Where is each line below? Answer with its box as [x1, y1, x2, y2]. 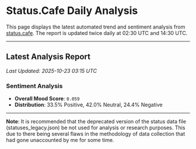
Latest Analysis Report [6, 52, 90, 62]
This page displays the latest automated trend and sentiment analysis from [6, 23, 185, 30]
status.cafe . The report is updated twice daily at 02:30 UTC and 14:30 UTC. [6, 29, 188, 36]
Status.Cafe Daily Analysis [6, 4, 138, 17]
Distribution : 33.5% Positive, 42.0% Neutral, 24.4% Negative [14, 101, 163, 108]
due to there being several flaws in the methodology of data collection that [6, 130, 185, 137]
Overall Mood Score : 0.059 [14, 95, 80, 102]
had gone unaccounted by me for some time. [6, 137, 114, 144]
